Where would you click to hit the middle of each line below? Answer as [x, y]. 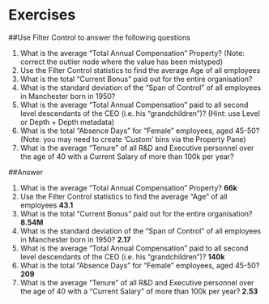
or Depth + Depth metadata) [67, 122]
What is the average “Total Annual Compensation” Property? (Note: [132, 53]
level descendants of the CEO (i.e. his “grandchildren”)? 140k [122, 256]
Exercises [42, 15]
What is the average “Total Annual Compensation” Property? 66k [128, 187]
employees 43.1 [47, 205]
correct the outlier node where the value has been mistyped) [122, 62]
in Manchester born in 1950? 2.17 [75, 239]
